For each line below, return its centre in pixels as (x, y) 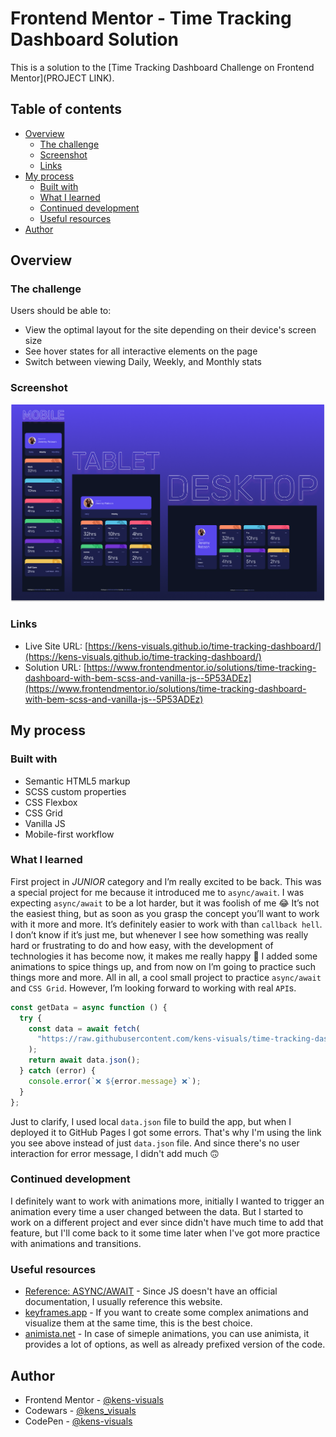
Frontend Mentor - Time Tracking (151, 18)
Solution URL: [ (55, 667)
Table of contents (66, 109)
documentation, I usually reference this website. (123, 1302)
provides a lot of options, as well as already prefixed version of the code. (175, 1344)
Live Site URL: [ (56, 646)
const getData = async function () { (89, 1007)
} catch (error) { (58, 1071)
